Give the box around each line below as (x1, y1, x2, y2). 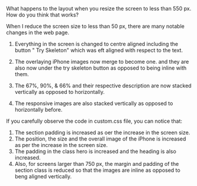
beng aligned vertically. (14, 173, 72, 180)
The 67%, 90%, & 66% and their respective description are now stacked (14, 82, 192, 89)
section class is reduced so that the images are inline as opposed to (14, 167, 180, 174)
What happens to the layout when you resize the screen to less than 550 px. (6, 5, 192, 12)
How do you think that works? (6, 11, 79, 18)
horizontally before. (14, 106, 63, 113)
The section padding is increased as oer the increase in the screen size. (14, 129, 190, 136)
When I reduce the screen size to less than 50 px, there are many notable (6, 23, 185, 30)
